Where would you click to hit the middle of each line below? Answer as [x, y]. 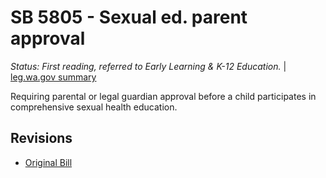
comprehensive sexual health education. [94, 107]
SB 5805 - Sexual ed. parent [129, 17]
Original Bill [48, 162]
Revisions [41, 138]
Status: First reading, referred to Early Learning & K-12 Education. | [148, 66]
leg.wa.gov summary [53, 77]
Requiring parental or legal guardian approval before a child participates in [163, 96]
